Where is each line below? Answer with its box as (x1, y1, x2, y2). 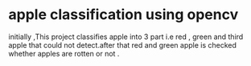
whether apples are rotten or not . (8, 49, 120, 58)
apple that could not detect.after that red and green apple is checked (8, 40, 237, 49)
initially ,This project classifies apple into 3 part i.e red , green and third (8, 32, 244, 41)
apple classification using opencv (8, 6, 239, 24)
